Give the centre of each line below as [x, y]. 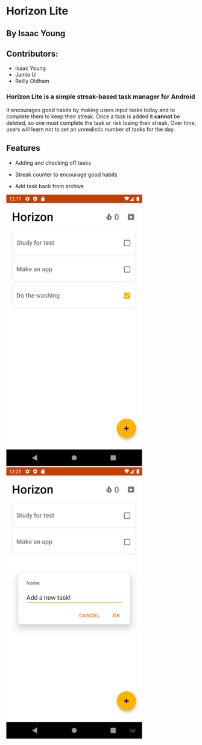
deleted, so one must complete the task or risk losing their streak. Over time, [101, 122]
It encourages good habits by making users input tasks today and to [91, 110]
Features [23, 148]
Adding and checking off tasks [53, 163]
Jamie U [25, 75]
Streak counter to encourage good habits [66, 174]
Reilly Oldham [32, 81]
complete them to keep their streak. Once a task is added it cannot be [93, 116]
